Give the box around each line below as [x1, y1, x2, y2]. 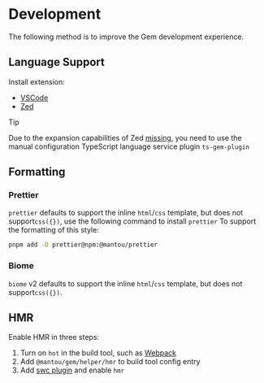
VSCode [19, 93, 49, 102]
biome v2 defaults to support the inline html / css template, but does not [8, 278, 243, 289]
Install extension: [8, 76, 65, 86]
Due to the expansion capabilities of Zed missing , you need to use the [8, 133, 242, 142]
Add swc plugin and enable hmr [19, 365, 124, 375]
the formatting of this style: [8, 225, 99, 235]
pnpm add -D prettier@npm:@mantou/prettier [8, 241, 158, 249]
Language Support [8, 55, 106, 69]
